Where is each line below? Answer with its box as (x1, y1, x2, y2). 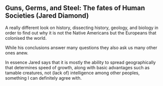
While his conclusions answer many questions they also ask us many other (5, 44, 158, 51)
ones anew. (5, 50, 29, 56)
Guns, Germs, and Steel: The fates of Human (5, 4, 145, 12)
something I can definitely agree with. (5, 75, 82, 81)
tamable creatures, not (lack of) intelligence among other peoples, (5, 70, 140, 76)
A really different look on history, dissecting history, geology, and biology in (5, 25, 159, 30)
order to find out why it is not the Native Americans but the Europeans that (5, 29, 157, 36)
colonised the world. (5, 35, 47, 41)
